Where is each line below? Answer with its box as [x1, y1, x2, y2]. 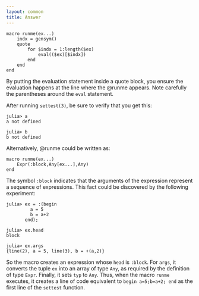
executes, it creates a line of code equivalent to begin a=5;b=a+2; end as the [6, 278, 193, 285]
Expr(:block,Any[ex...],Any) [17, 161, 89, 167]
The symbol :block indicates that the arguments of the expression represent [6, 177, 193, 184]
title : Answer [6, 14, 42, 20]
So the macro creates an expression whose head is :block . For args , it [6, 258, 176, 266]
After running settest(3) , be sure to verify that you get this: [6, 102, 153, 109]
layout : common [6, 8, 44, 15]
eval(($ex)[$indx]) [37, 51, 86, 57]
